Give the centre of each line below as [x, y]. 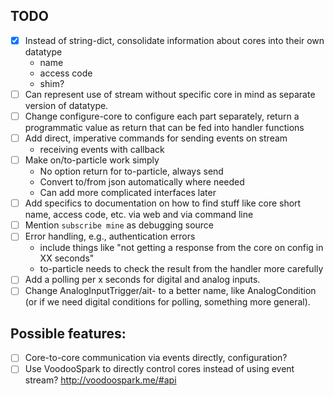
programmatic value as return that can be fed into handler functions [164, 127]
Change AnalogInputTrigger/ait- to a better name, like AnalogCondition [170, 291]
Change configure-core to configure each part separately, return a [162, 116]
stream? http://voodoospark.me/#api [100, 380]
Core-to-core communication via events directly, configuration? [156, 358]
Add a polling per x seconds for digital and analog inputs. [142, 280]
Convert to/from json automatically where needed [142, 182]
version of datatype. [66, 105]
